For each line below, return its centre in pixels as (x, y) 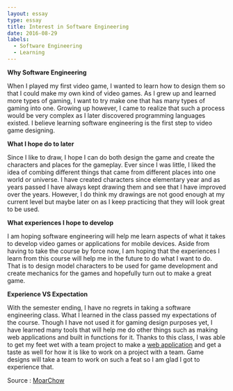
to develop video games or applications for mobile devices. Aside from (109, 243)
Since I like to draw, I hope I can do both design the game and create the (111, 157)
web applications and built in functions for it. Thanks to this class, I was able (116, 337)
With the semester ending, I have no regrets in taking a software (99, 307)
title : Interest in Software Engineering (68, 26)
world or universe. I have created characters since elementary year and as (114, 179)
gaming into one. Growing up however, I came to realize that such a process (116, 108)
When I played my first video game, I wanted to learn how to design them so (116, 86)
